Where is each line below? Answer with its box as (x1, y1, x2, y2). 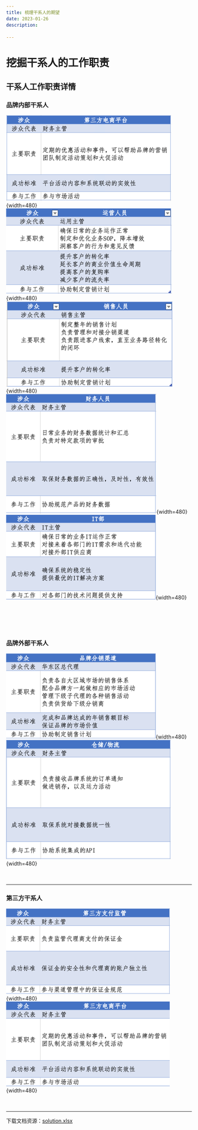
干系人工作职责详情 (6, 82, 76, 92)
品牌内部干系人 (6, 101, 49, 109)
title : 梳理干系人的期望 (6, 9, 60, 15)
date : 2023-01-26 (6, 15, 49, 22)
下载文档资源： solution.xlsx (6, 1118, 73, 1125)
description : (6, 22, 38, 28)
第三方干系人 (6, 893, 43, 902)
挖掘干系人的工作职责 (6, 56, 110, 70)
